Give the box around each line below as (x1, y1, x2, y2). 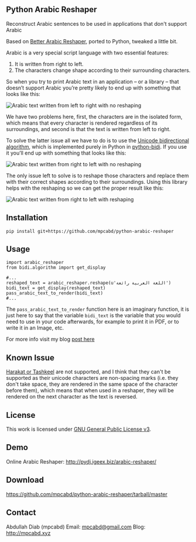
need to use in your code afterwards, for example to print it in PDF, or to (6, 318, 180, 325)
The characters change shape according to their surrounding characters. (14, 67, 191, 74)
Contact (6, 507, 36, 517)
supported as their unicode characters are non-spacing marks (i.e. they (6, 375, 178, 382)
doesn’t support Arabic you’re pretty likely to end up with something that (6, 84, 181, 91)
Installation (6, 213, 48, 223)
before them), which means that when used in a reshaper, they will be (6, 387, 174, 394)
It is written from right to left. (14, 60, 84, 67)
